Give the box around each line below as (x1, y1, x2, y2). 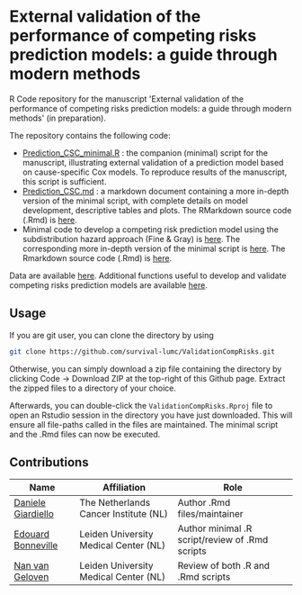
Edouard (13, 528, 50, 541)
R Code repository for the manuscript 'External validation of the (9, 93, 244, 104)
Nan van (13, 560, 49, 572)
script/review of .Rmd (177, 534, 269, 546)
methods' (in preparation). (9, 113, 106, 123)
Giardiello (13, 508, 54, 520)
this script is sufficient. (22, 176, 107, 186)
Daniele (13, 497, 47, 509)
